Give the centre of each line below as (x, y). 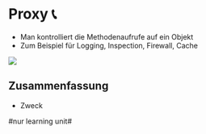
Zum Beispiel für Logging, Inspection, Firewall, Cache (109, 45)
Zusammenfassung (59, 86)
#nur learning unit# (40, 121)
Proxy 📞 (33, 14)
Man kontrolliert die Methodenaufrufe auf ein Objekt (107, 36)
